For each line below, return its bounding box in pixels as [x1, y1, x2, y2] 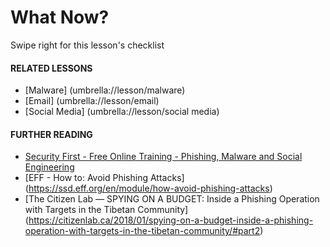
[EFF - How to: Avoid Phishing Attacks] [24, 172, 185, 184]
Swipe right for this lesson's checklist [10, 39, 165, 51]
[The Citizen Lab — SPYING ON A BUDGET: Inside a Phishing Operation [24, 193, 320, 205]
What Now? [10, 6, 110, 29]
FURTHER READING [10, 128, 93, 140]
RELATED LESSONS [10, 62, 93, 74]
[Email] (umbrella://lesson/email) [24, 95, 160, 107]
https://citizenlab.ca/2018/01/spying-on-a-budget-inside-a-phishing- [28, 214, 314, 226]
